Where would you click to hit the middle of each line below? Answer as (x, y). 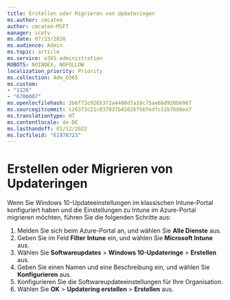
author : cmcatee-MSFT (38, 26)
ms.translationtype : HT (41, 116)
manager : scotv (29, 33)
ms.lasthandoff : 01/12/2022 (47, 129)
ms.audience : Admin (35, 45)
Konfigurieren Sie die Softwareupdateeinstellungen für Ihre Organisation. (120, 282)
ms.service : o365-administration (55, 58)
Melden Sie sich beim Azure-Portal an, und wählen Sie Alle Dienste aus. (119, 231)
